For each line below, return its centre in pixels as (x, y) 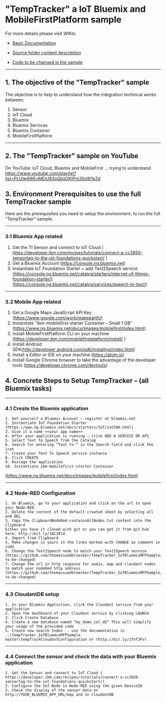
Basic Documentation (34, 43)
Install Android (27, 344)
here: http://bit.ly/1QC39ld (35, 534)
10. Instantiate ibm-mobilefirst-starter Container (59, 467)
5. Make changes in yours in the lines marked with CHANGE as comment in (83, 542)
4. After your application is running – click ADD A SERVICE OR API (77, 436)
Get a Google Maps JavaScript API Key (52, 312)
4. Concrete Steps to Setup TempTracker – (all (77, 381)
